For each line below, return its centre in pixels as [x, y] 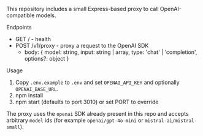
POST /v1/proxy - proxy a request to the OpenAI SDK [82, 46]
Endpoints [19, 27]
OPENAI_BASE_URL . [37, 89]
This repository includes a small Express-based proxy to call [82, 9]
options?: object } [47, 59]
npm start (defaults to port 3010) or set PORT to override [87, 102]
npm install [29, 95]
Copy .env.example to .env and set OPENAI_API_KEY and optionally [97, 82]
